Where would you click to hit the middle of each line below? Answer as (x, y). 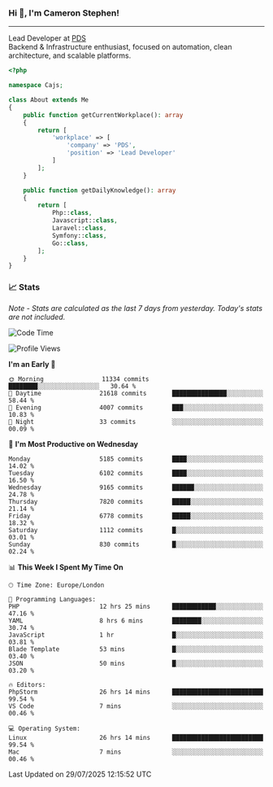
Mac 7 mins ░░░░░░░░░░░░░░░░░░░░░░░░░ (136, 752)
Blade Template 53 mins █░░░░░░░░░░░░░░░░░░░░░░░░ (136, 649)
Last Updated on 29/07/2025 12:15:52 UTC (80, 774)
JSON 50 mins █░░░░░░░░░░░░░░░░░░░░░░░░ (136, 663)
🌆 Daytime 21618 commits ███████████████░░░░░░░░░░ (136, 393)
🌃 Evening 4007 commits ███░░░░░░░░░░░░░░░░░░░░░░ (136, 407)
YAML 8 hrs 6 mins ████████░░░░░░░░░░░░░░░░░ (136, 621)
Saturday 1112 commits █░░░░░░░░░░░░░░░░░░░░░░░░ (136, 530)
